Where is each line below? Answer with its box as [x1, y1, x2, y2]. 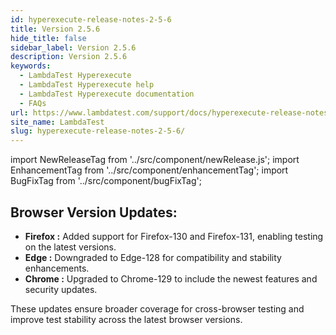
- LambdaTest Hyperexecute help [19, 80, 155, 90]
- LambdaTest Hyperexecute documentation [19, 89, 195, 99]
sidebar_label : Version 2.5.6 [10, 42, 137, 53]
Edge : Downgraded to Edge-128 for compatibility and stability [24, 251, 282, 263]
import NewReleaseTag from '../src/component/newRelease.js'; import [10, 154, 300, 166]
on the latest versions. [24, 241, 117, 253]
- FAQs [19, 98, 47, 108]
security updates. [24, 283, 98, 295]
